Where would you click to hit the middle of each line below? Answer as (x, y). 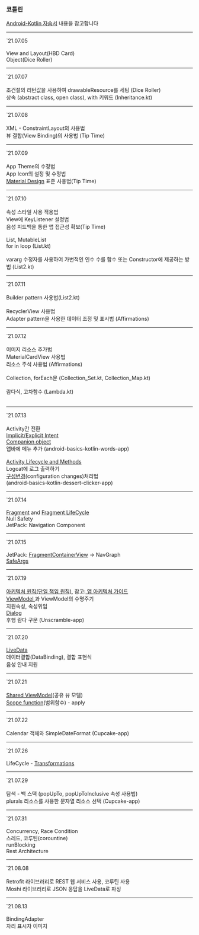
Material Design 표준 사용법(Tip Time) (51, 181)
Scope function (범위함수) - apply (46, 703)
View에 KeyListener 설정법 (38, 219)
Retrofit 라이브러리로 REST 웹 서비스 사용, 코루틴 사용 (68, 882)
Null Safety (20, 519)
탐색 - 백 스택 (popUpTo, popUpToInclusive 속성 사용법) (72, 794)
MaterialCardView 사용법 (36, 357)
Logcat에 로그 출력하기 (33, 469)
